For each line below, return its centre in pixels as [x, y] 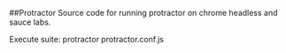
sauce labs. [30, 22]
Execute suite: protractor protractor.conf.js [86, 39]
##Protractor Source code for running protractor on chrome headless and [143, 13]
